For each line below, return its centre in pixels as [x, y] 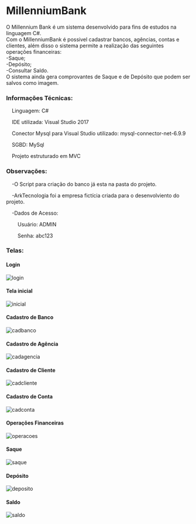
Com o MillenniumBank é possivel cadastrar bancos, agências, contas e [93, 39]
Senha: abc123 [35, 236]
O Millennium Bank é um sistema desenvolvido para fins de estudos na [91, 27]
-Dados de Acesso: [35, 213]
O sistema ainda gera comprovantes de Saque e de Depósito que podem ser [98, 77]
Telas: [15, 251]
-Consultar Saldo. [27, 70]
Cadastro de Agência [32, 344]
